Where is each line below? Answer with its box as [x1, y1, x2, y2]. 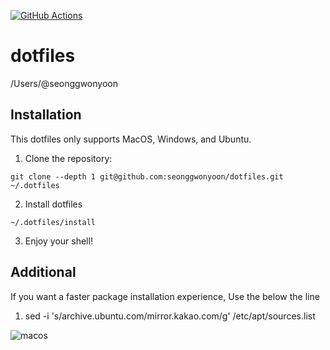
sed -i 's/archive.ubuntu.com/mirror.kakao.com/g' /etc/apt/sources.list [24, 310, 316, 322]
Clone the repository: [24, 152, 113, 164]
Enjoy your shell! [24, 235, 93, 247]
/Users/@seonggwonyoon [10, 77, 118, 89]
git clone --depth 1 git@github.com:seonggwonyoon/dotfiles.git [10, 171, 284, 182]
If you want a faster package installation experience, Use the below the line [10, 290, 320, 302]
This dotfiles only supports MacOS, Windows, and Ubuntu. [10, 133, 252, 145]
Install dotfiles [24, 198, 83, 210]
